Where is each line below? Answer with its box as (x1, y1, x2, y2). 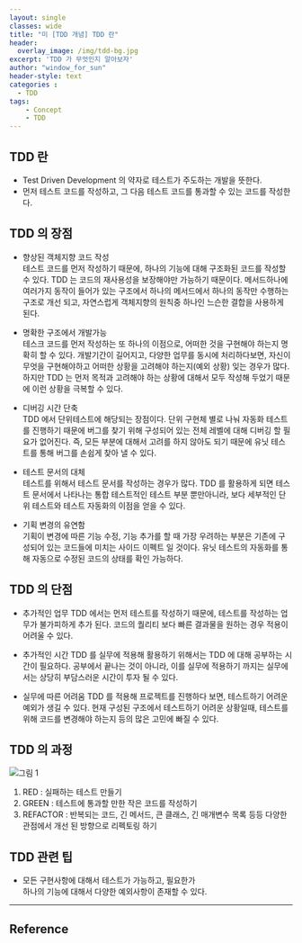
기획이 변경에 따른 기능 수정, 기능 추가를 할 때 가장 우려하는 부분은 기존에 (22, 530, 277, 541)
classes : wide (9, 22, 63, 31)
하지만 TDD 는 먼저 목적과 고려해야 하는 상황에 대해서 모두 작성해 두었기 (22, 372, 274, 382)
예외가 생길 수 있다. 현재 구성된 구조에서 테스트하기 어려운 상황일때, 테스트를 (22, 702, 289, 713)
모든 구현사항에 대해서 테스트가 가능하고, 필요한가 (22, 875, 196, 886)
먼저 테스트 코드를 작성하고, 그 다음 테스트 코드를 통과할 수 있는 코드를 (22, 185, 267, 196)
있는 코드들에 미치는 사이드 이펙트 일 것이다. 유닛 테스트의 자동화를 (46, 542, 280, 552)
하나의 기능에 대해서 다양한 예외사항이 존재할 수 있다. (22, 886, 208, 897)
